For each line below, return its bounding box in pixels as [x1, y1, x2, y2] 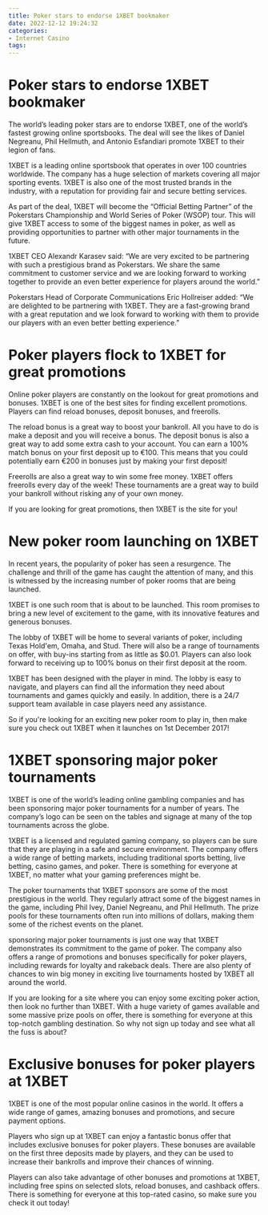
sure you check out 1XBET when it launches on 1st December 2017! [8, 723, 230, 733]
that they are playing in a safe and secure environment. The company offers [8, 844, 258, 854]
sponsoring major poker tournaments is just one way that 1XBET [8, 934, 220, 944]
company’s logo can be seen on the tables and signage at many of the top [8, 811, 253, 821]
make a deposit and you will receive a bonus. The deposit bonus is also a [8, 430, 250, 440]
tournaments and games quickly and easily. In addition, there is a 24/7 [8, 690, 240, 700]
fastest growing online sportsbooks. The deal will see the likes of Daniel [8, 128, 246, 138]
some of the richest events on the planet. [8, 919, 144, 929]
